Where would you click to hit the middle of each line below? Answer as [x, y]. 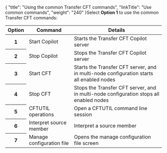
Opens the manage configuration [112, 137]
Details [117, 30]
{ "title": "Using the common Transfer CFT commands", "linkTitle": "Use [78, 7]
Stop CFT [40, 94]
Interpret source [48, 123]
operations [42, 114]
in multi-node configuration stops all [117, 94]
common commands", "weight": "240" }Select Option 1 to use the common [82, 12]
